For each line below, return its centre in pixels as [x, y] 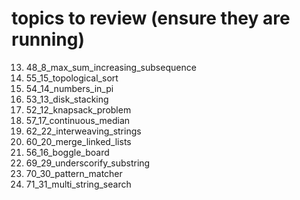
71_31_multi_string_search [78, 184]
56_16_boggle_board [67, 152]
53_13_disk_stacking [67, 99]
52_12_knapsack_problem [78, 109]
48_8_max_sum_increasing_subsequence [111, 67]
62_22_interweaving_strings [83, 131]
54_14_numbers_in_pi [69, 88]
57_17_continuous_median [78, 120]
